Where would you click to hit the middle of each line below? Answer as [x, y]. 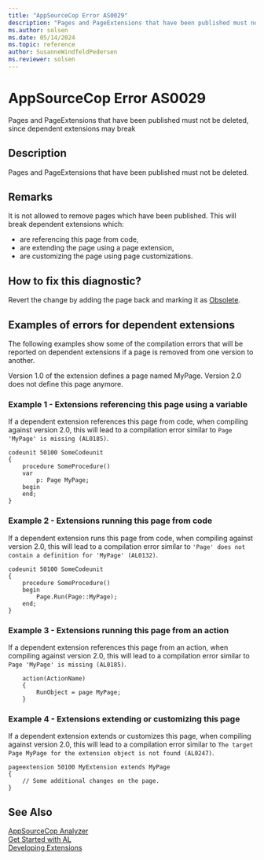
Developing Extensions [45, 848]
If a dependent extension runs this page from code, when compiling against [131, 538]
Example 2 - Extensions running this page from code [110, 521]
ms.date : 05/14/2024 [42, 37]
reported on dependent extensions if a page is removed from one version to [131, 352]
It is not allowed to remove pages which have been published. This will [123, 216]
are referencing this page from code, [79, 239]
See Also [30, 812]
